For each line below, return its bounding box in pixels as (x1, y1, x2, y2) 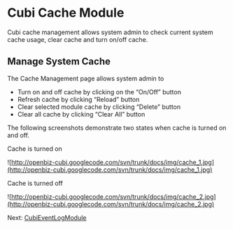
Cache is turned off (7, 179, 63, 187)
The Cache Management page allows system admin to (7, 74, 164, 82)
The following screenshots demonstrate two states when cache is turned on (7, 124, 227, 132)
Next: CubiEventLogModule (7, 213, 87, 221)
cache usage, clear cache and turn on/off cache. (7, 35, 148, 43)
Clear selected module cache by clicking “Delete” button (17, 103, 181, 111)
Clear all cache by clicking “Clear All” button (17, 110, 146, 118)
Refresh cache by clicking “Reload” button (17, 95, 140, 103)
